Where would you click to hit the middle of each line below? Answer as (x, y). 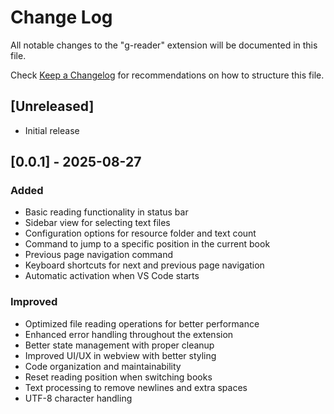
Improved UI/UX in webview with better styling (120, 355)
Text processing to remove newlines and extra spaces (136, 387)
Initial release (52, 130)
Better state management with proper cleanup (119, 345)
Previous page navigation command (99, 255)
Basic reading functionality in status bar (106, 212)
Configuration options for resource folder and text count (140, 233)
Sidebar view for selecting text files (97, 223)
